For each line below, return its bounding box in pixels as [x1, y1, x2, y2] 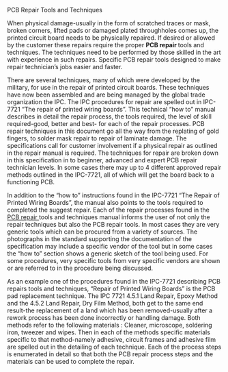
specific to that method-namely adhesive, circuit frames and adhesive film [7, 336, 216, 343]
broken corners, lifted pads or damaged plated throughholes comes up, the [7, 27, 219, 34]
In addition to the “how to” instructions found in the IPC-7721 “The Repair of [7, 191, 220, 199]
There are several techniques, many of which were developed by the [7, 76, 200, 84]
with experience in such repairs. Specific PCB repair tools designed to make [7, 55, 221, 64]
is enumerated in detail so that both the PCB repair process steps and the [7, 350, 214, 358]
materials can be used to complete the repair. [7, 358, 134, 365]
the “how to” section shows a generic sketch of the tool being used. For [7, 249, 209, 258]
